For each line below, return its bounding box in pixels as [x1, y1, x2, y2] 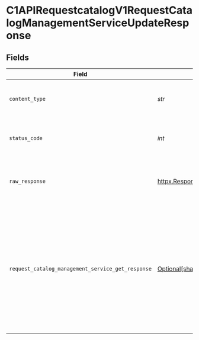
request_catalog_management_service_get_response [9, 265, 152, 272]
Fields [6, 52, 30, 62]
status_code [9, 135, 43, 141]
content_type [9, 96, 46, 102]
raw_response [9, 178, 46, 185]
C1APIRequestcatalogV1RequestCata [6, 4, 192, 17]
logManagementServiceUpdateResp [6, 16, 190, 30]
